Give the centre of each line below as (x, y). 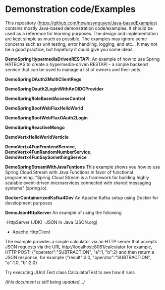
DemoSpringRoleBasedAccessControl (45, 98)
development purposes (29, 203)
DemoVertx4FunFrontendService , (41, 146)
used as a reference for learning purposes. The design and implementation (82, 33)
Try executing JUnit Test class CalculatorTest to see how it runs (70, 272)
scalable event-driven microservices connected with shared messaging (78, 183)
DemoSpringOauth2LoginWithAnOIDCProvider (54, 89)
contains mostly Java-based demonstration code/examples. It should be (79, 28)
